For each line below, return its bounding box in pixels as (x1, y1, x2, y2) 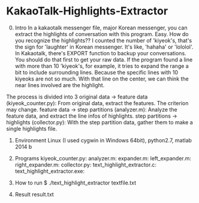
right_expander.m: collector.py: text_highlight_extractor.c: (14, 161, 157, 168)
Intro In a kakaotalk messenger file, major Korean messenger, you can (14, 24, 188, 31)
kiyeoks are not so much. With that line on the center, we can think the (14, 75, 189, 82)
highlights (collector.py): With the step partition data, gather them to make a (6, 118, 193, 126)
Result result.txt (14, 190, 54, 198)
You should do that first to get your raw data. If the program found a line (14, 56, 193, 63)
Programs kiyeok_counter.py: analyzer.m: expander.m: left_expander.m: (14, 154, 192, 162)
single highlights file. (6, 125, 58, 132)
